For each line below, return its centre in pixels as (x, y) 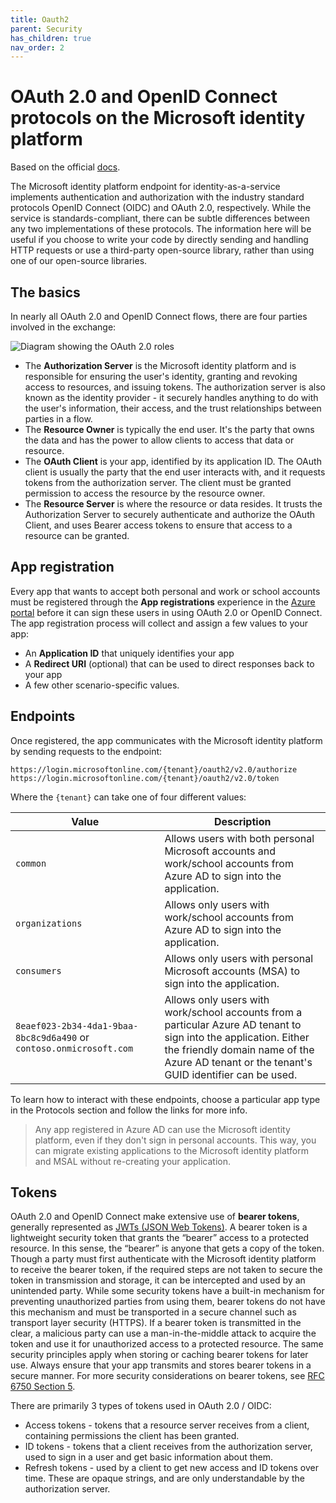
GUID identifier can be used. (231, 1074)
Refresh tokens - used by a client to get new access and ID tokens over (171, 1468)
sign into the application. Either (237, 1037)
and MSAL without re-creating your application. (133, 1161)
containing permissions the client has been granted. (132, 1436)
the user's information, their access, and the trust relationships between (173, 408)
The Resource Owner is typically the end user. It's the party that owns (169, 429)
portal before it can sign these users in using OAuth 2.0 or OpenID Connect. (166, 612)
